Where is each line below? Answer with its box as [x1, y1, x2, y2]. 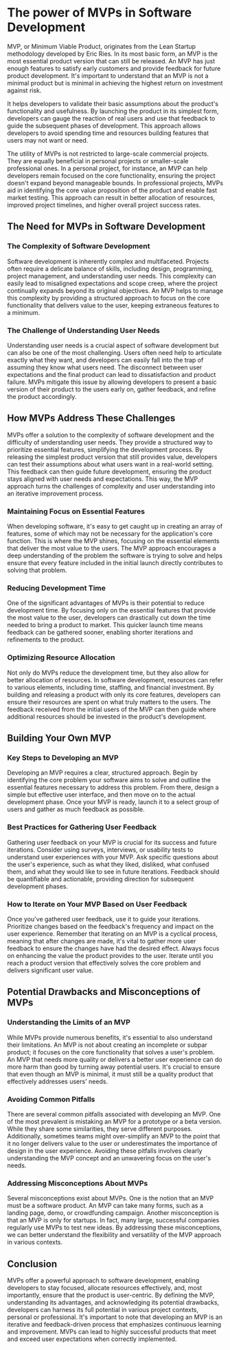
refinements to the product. [7, 635, 84, 644]
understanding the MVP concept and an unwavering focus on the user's [7, 1154, 211, 1162]
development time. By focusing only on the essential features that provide [7, 606, 216, 615]
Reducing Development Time [7, 583, 106, 593]
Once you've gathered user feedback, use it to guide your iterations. [7, 914, 200, 923]
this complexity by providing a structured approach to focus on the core [7, 294, 211, 302]
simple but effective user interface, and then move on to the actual [7, 790, 196, 799]
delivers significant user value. [7, 966, 94, 974]
